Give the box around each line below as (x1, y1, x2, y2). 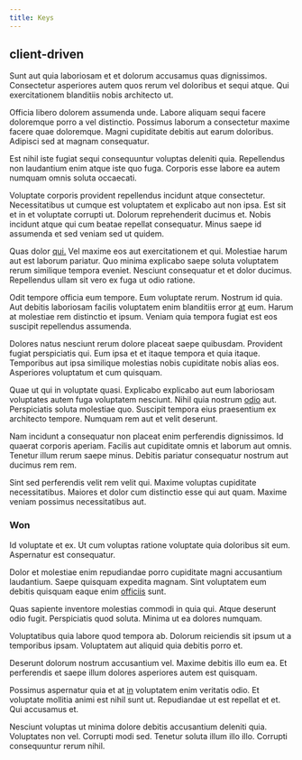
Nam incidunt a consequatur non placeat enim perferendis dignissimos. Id (9, 431, 284, 442)
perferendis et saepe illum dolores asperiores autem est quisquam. (9, 667, 258, 678)
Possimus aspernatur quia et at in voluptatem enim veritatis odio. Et (9, 684, 260, 695)
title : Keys (9, 13, 54, 23)
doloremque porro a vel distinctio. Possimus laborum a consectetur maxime (9, 116, 290, 127)
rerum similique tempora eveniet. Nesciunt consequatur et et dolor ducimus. (9, 265, 293, 276)
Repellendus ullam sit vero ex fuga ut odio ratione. (9, 274, 196, 285)
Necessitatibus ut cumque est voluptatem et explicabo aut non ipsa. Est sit (9, 199, 287, 210)
